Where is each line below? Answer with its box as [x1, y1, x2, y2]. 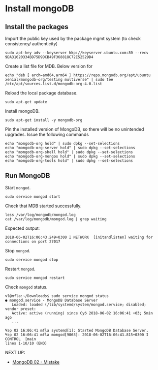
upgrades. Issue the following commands [5, 131, 89, 137]
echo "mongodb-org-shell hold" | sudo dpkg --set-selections [5, 150, 133, 154]
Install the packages [5, 23, 69, 31]
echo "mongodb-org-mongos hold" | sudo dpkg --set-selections [5, 154, 135, 159]
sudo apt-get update [5, 99, 48, 104]
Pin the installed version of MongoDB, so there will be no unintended [5, 126, 144, 132]
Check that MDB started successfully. [5, 203, 82, 209]
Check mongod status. [5, 284, 48, 290]
